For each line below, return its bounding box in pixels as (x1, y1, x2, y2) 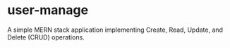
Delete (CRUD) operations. (7, 32, 85, 41)
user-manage (7, 2, 89, 18)
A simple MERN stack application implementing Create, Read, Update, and (7, 25, 224, 34)
